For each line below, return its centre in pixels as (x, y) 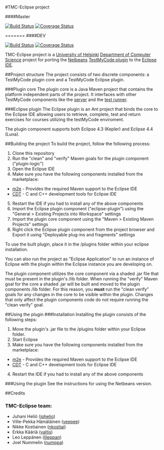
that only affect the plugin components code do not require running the (77, 300)
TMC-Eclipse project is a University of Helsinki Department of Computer (78, 54)
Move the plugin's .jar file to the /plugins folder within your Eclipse (79, 329)
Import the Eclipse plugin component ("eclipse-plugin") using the (78, 209)
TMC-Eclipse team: (29, 405)
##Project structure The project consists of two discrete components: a (77, 75)
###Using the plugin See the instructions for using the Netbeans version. (79, 384)
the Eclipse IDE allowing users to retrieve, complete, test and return (73, 114)
